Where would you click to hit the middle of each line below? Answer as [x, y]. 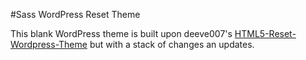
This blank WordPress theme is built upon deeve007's [121, 33]
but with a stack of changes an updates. [172, 44]
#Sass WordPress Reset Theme [75, 14]
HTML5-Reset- [265, 33]
